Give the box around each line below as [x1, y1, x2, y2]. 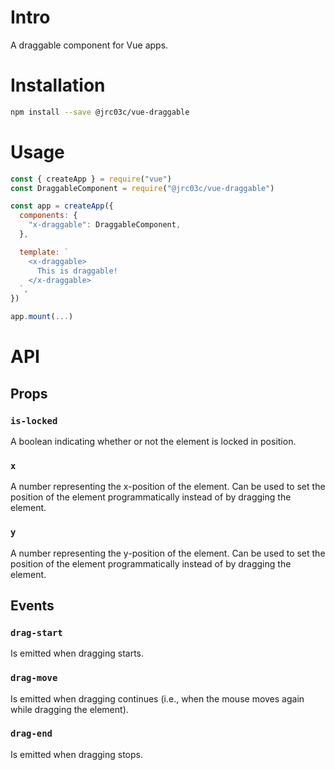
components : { [19, 211, 78, 221]
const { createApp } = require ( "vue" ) [10, 174, 172, 184]
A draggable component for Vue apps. [10, 39, 169, 51]
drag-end [10, 728, 53, 740]
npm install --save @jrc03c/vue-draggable [10, 107, 190, 117]
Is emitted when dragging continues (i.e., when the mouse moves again [10, 692, 305, 705]
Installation [10, 74, 106, 97]
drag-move [10, 672, 58, 684]
